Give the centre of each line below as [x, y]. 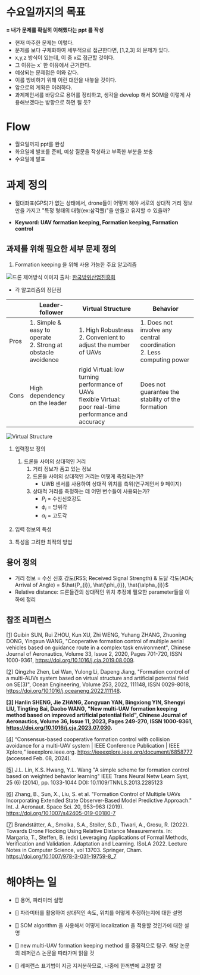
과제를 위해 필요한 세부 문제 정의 [61, 249]
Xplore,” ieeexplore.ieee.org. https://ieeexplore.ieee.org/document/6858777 [99, 752]
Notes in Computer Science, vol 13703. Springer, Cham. [74, 850]
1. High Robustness [106, 330]
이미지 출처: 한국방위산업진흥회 [80, 277]
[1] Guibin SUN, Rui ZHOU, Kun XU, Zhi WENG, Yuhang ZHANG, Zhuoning [96, 635]
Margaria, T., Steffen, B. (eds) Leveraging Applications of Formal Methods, [97, 837]
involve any [156, 330]
